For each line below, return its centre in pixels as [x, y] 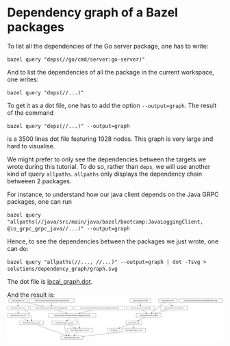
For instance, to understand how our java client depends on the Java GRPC [113, 194]
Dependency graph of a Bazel [92, 13]
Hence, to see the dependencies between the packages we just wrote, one [113, 241]
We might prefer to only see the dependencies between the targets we [107, 159]
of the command [30, 112]
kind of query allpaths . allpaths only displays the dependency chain [105, 174]
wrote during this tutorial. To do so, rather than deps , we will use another [109, 166]
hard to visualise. [31, 146]
